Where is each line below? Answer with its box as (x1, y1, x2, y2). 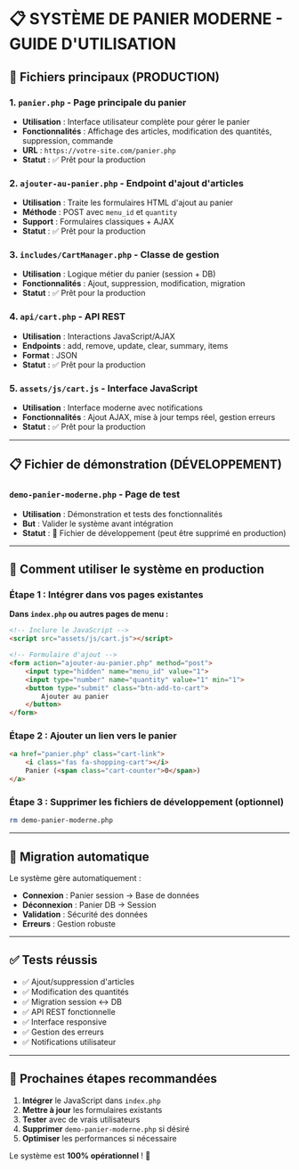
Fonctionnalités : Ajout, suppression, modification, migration (21, 278, 246, 289)
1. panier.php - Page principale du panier (9, 96, 187, 109)
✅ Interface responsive (21, 1016, 107, 1027)
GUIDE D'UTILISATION (9, 34, 176, 54)
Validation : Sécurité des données (21, 909, 149, 919)
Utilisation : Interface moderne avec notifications (21, 402, 203, 413)
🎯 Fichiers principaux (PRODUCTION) (9, 70, 220, 85)
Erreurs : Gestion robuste (21, 918, 116, 929)
